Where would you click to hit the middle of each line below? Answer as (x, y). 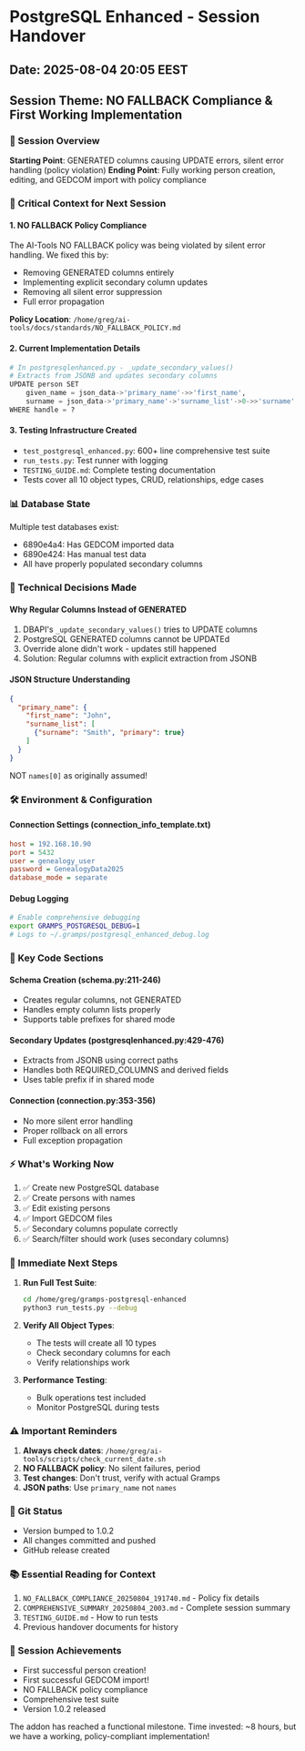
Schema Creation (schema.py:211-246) (85, 980)
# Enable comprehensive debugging (75, 918)
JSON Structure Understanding (70, 679)
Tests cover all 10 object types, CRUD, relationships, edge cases (143, 480)
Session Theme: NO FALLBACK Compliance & (141, 101)
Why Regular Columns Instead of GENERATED (98, 609)
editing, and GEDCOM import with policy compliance (108, 180)
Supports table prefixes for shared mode (99, 1019)
